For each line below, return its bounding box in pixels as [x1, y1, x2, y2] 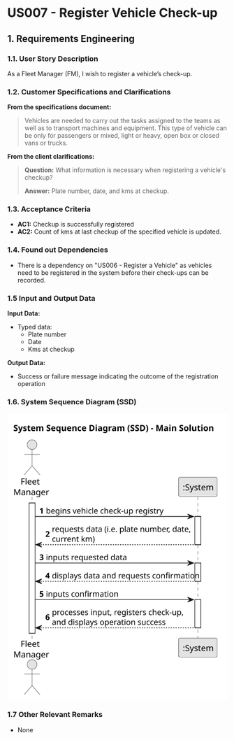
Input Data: [7, 309, 41, 318]
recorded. [17, 276, 46, 284]
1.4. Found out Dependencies [7, 245, 108, 255]
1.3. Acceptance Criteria [7, 204, 91, 214]
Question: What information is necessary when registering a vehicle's [24, 166, 226, 174]
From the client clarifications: [7, 152, 95, 161]
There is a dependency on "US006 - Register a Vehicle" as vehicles [17, 261, 212, 269]
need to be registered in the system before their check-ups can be [17, 268, 209, 277]
